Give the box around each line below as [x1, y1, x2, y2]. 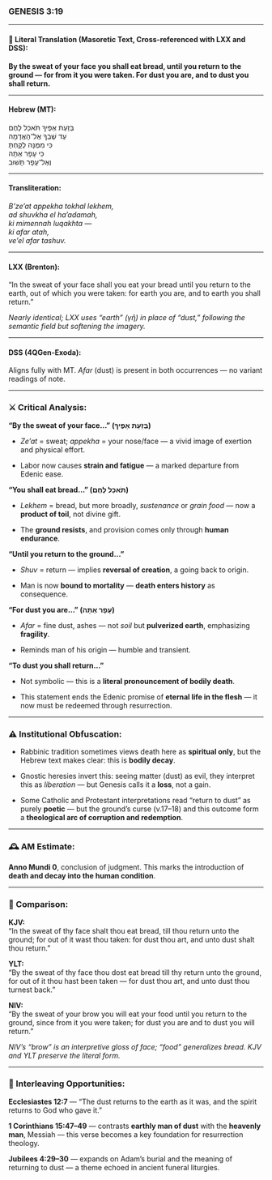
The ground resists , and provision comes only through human [19, 524, 229, 534]
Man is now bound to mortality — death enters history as [19, 580, 216, 590]
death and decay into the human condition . [8, 871, 156, 881]
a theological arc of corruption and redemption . [19, 812, 184, 822]
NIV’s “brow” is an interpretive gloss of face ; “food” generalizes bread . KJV [8, 1041, 261, 1051]
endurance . [19, 533, 61, 543]
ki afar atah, [8, 227, 50, 237]
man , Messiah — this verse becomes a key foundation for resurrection [8, 1129, 244, 1139]
